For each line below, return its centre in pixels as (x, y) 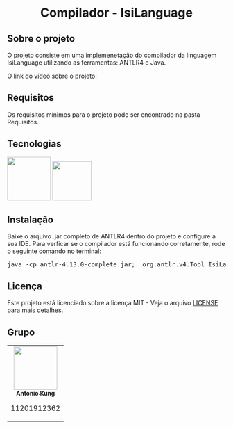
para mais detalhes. (35, 310)
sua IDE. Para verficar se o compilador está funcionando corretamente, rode (116, 244)
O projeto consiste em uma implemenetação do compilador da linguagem (112, 55)
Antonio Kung (36, 394)
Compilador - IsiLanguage (116, 13)
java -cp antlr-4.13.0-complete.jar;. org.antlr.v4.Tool (106, 265)
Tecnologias (34, 144)
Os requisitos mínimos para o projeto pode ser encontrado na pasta (104, 114)
